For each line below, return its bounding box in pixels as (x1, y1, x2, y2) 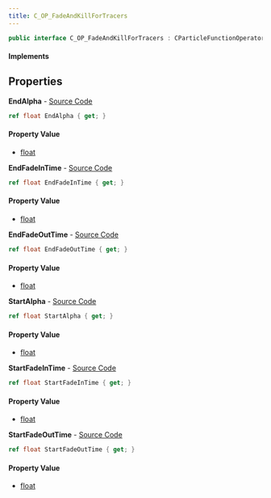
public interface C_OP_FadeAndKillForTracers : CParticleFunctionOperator (8, 34, 265, 42)
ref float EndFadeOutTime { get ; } (8, 246, 128, 254)
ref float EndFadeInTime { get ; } (8, 179, 125, 187)
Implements (8, 52, 50, 61)
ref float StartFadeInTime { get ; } (8, 379, 131, 387)
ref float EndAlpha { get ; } (8, 112, 106, 120)
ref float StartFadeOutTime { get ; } (8, 445, 135, 454)
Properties (8, 74, 63, 89)
